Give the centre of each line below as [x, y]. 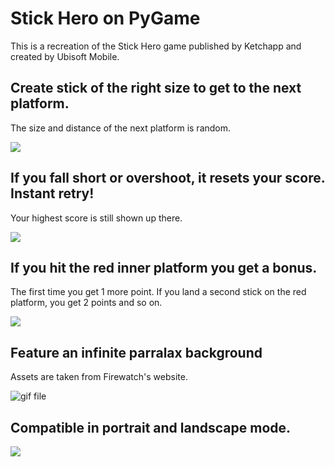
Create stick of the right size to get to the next [156, 88]
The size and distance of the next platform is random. [121, 128]
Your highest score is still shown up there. [96, 218]
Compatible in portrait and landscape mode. [151, 427]
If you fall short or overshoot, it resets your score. [168, 178]
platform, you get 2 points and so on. [86, 303]
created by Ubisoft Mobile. [65, 56]
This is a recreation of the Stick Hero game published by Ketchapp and [156, 46]
